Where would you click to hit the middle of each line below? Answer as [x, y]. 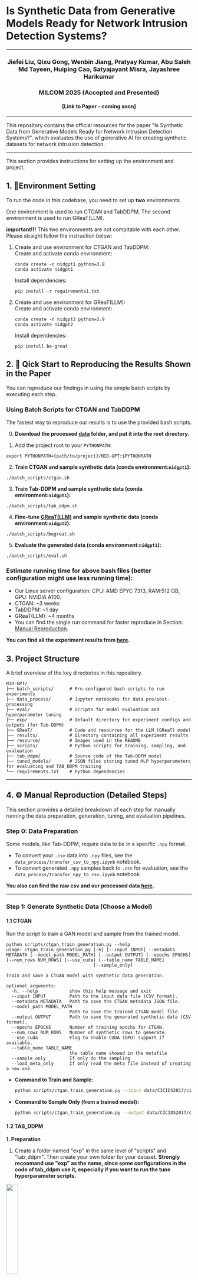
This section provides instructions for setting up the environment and [90, 161]
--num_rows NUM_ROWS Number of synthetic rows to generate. [89, 1033]
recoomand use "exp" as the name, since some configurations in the [100, 1164]
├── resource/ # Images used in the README [74, 741]
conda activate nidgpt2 [44, 324]
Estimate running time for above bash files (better [79, 571]
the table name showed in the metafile [118, 1054]
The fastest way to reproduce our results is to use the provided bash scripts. [99, 422]
